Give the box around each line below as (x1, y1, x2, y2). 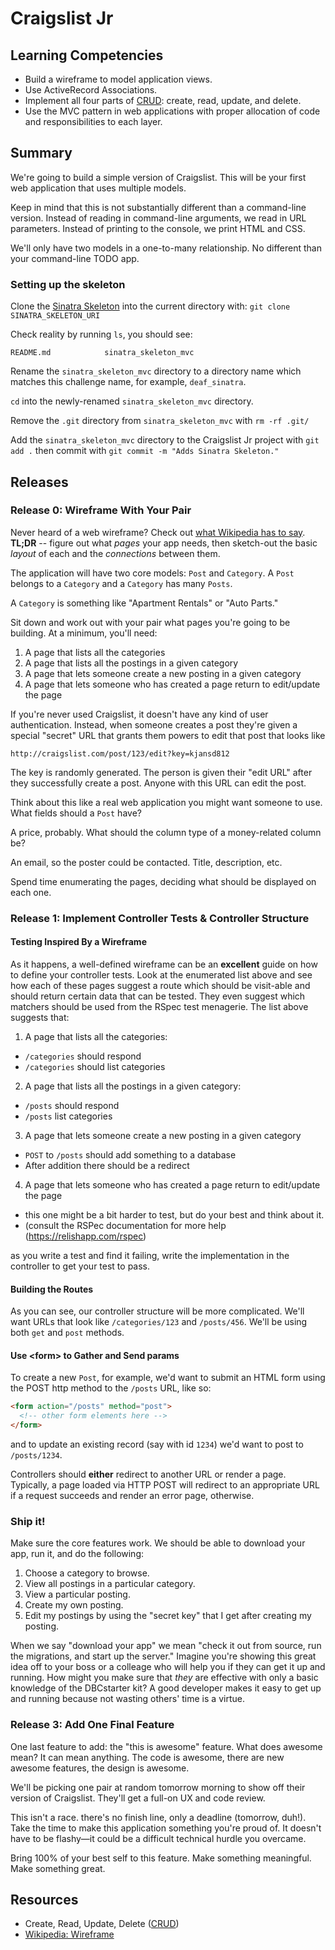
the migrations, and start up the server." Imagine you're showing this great (10, 1650, 317, 1662)
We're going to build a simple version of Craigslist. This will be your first (10, 171, 307, 183)
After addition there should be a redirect (24, 1159, 190, 1171)
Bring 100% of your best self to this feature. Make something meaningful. (10, 1852, 312, 1864)
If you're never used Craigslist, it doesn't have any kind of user (10, 708, 269, 720)
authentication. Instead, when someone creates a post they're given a (10, 718, 298, 731)
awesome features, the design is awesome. (10, 1762, 190, 1774)
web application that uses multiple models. (10, 182, 187, 194)
